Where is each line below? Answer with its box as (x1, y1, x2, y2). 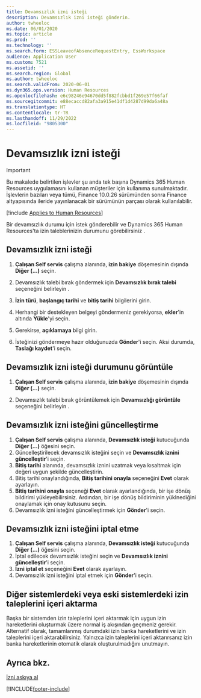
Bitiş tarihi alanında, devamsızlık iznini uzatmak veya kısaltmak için (14, 461, 181, 469)
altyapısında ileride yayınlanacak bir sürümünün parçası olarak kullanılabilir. (6, 198, 193, 205)
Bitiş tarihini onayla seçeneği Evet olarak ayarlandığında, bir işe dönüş (14, 487, 191, 494)
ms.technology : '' (6, 43, 52, 49)
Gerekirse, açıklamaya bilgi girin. (14, 326, 97, 334)
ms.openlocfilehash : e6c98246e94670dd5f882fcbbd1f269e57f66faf (6, 93, 169, 99)
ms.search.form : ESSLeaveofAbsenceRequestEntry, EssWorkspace (6, 48, 165, 54)
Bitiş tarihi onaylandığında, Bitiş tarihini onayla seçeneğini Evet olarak (14, 474, 190, 482)
